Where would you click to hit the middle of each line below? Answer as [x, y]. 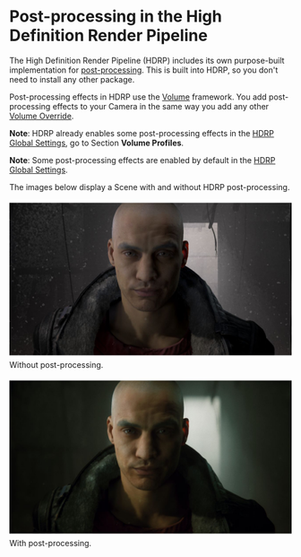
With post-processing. [51, 543]
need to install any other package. [72, 79]
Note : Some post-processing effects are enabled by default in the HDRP [142, 160]
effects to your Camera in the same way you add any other [161, 106]
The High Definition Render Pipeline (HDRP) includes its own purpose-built [147, 60]
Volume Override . [42, 116]
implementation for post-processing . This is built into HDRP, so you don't [144, 70]
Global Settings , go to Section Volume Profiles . [97, 143]
